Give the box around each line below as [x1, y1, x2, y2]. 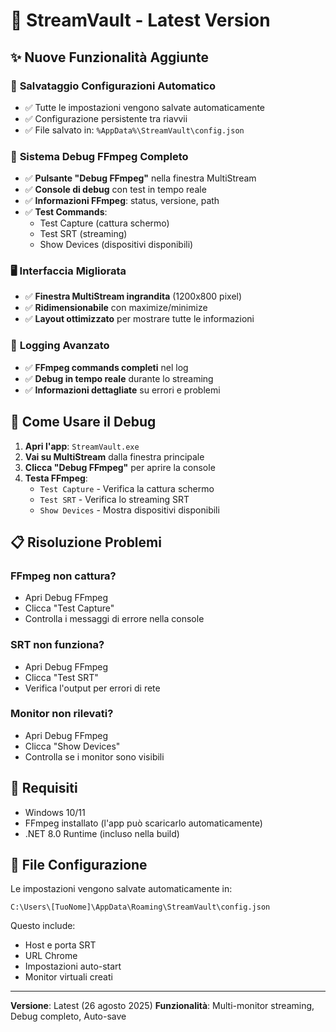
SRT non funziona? [10, 638, 105, 652]
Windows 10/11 [24, 806, 86, 818]
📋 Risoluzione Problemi [10, 534, 162, 551]
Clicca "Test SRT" [24, 671, 99, 683]
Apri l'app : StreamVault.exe [24, 440, 140, 452]
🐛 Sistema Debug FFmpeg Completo [10, 149, 189, 163]
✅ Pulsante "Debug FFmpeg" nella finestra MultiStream [24, 172, 257, 184]
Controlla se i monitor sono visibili [24, 750, 165, 763]
